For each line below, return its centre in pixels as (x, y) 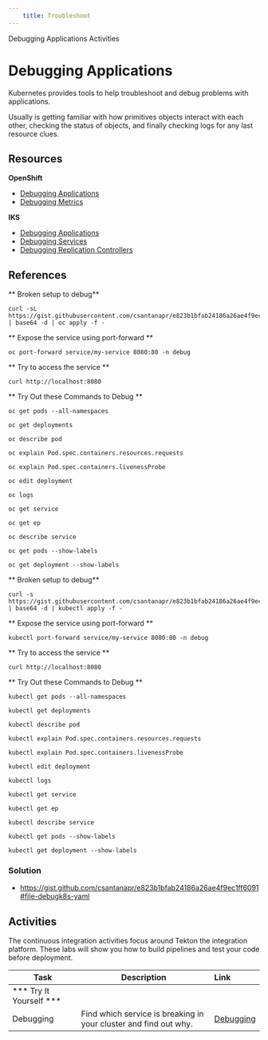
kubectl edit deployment (49, 767)
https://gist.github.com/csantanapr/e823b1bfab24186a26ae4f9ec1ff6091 (139, 888)
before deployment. (41, 958)
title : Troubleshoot (57, 16)
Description (144, 978)
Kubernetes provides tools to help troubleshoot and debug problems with (128, 93)
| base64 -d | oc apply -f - (57, 323)
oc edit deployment (41, 481)
